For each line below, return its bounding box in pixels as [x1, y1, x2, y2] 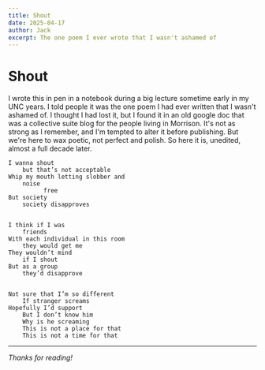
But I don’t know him [22, 311, 93, 320]
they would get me [22, 242, 83, 250]
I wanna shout [8, 159, 55, 167]
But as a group [8, 263, 58, 271]
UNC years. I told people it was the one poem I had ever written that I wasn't [8, 102, 256, 111]
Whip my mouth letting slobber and [8, 173, 125, 181]
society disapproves [22, 200, 90, 209]
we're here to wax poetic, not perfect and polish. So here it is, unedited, [8, 136, 241, 145]
